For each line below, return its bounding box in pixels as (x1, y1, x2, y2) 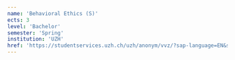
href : (7, 42, 23, 49)
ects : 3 (7, 17, 30, 23)
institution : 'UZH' (7, 36, 64, 43)
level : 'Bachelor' (7, 23, 61, 30)
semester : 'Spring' (7, 29, 64, 37)
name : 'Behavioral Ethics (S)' (7, 10, 99, 17)
